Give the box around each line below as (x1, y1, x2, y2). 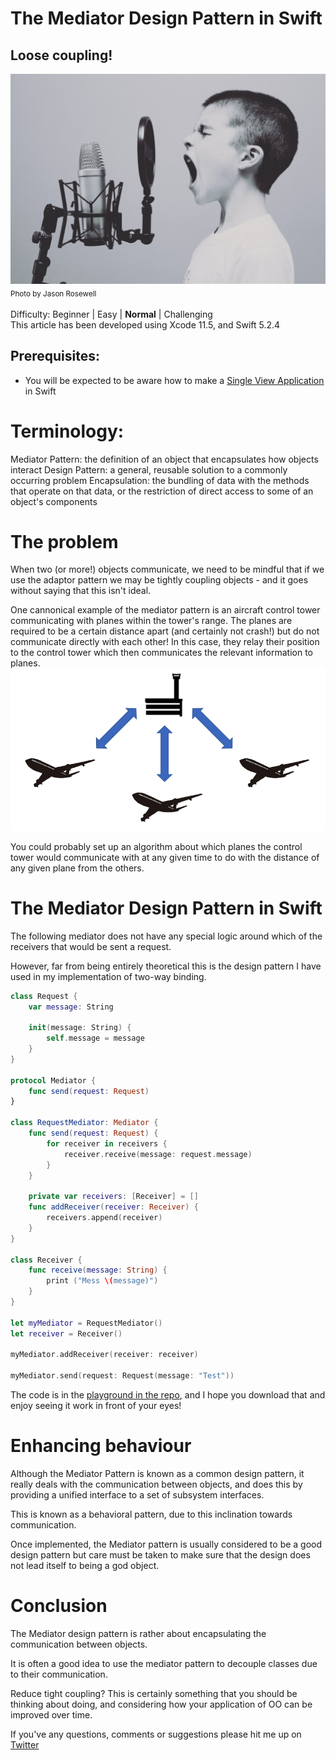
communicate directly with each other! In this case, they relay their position (10, 636, 320, 648)
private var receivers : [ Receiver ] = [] (28, 1192, 199, 1202)
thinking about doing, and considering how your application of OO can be (10, 1698, 313, 1710)
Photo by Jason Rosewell (10, 289, 97, 299)
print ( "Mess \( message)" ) (46, 1276, 159, 1286)
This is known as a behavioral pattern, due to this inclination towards (10, 1508, 293, 1520)
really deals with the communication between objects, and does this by (10, 1478, 303, 1490)
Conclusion (10, 1595, 108, 1617)
